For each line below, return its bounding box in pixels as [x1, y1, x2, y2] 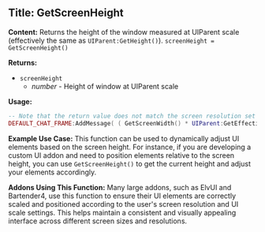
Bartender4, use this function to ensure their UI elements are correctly [8, 191, 237, 200]
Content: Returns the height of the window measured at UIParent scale [8, 27, 240, 36]
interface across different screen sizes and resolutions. [8, 216, 188, 226]
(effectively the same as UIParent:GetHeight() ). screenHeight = [8, 36, 215, 45]
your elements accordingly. [8, 167, 97, 177]
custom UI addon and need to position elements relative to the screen [8, 150, 235, 160]
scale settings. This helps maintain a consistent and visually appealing [8, 208, 237, 217]
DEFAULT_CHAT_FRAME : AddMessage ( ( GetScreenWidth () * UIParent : [8, 119, 224, 127]
